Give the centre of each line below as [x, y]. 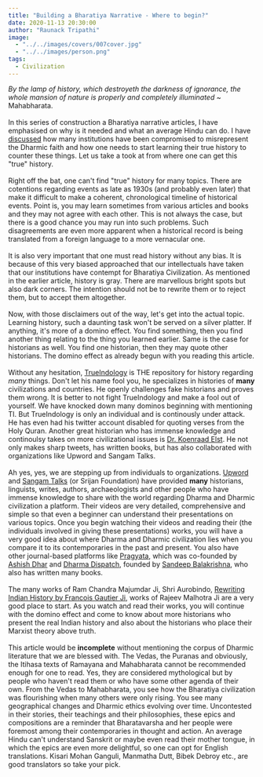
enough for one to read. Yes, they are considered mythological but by [121, 673]
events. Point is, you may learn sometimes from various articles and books [128, 206]
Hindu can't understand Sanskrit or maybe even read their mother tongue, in [131, 739]
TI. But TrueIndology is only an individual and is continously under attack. [127, 414]
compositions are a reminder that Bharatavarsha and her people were [121, 722]
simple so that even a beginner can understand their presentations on [121, 514]
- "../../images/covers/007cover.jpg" [79, 45]
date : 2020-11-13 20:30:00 [52, 23]
